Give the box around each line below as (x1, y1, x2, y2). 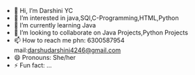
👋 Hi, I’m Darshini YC (13, 7, 74, 14)
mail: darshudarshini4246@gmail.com (13, 46, 121, 54)
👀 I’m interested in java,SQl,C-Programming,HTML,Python (13, 14, 179, 22)
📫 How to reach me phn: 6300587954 (13, 36, 125, 44)
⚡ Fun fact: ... (13, 61, 52, 69)
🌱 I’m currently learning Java (13, 21, 96, 29)
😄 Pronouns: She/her (13, 54, 76, 61)
